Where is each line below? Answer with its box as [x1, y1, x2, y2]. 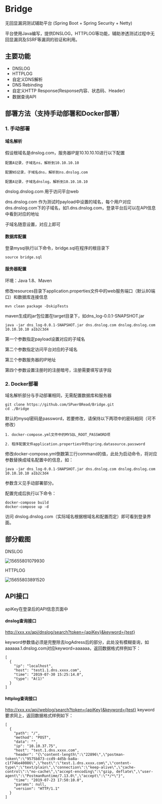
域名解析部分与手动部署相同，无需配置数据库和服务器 [5, 392, 112, 398]
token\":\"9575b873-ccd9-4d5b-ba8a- [5, 756, 79, 761]
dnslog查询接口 [5, 618, 36, 624]
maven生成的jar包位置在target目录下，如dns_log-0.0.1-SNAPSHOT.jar [5, 313, 144, 318]
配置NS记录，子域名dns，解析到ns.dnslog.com [5, 170, 88, 175]
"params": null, [14, 782, 47, 787]
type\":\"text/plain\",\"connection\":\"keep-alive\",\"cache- [5, 765, 136, 770]
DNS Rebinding [12, 82, 43, 88]
